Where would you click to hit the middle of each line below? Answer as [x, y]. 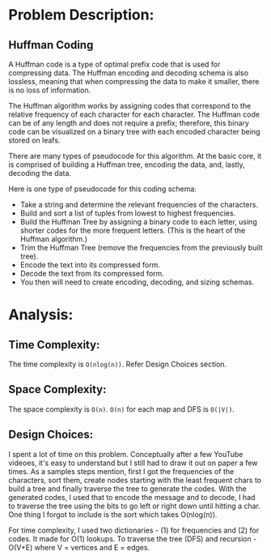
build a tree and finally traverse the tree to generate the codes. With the [127, 489]
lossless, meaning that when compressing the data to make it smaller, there [134, 81]
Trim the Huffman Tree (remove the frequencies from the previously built [141, 248]
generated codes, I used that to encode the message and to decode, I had [132, 497]
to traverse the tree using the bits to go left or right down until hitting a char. [135, 506]
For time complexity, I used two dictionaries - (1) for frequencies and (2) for [134, 530]
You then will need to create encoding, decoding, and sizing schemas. [137, 282]
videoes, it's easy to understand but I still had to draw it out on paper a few [133, 463]
